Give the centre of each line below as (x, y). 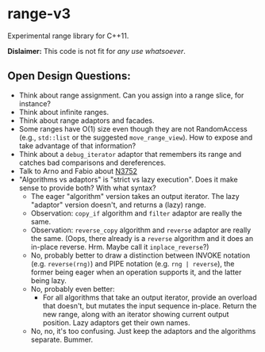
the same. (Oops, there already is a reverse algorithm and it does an (142, 238)
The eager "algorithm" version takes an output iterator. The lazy (135, 196)
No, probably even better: (73, 289)
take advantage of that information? (77, 145)
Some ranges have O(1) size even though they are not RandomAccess (133, 128)
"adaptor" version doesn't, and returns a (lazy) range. (119, 205)
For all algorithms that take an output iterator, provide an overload (150, 297)
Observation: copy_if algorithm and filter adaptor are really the (136, 213)
